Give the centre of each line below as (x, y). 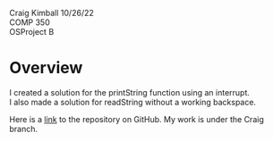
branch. (24, 129)
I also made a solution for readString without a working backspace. (133, 102)
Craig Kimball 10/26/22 (51, 13)
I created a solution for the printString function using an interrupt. (130, 92)
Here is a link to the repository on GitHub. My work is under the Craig (136, 119)
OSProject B (32, 32)
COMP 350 (30, 22)
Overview (46, 68)
